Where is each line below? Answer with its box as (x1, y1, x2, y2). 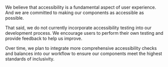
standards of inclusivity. (5, 56, 55, 62)
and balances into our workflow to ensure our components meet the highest (5, 50, 162, 56)
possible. (5, 15, 24, 21)
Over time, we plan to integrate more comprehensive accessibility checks (5, 45, 157, 51)
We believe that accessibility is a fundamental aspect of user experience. (5, 5, 156, 10)
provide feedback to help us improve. (5, 35, 83, 41)
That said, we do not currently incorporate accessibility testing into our (5, 25, 152, 31)
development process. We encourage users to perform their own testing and (5, 30, 163, 36)
